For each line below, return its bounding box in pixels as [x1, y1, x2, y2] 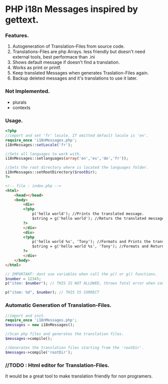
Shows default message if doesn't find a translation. [12, 59, 120, 66]
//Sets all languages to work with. [5, 151, 81, 156]
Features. [5, 32, 29, 39]
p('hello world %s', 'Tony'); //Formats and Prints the [31, 239, 151, 244]
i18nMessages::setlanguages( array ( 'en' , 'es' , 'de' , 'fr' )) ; [5, 156, 128, 161]
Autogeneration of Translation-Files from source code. [12, 44, 125, 50]
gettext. [5, 14, 39, 26]
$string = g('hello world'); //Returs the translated [31, 216, 146, 221]
